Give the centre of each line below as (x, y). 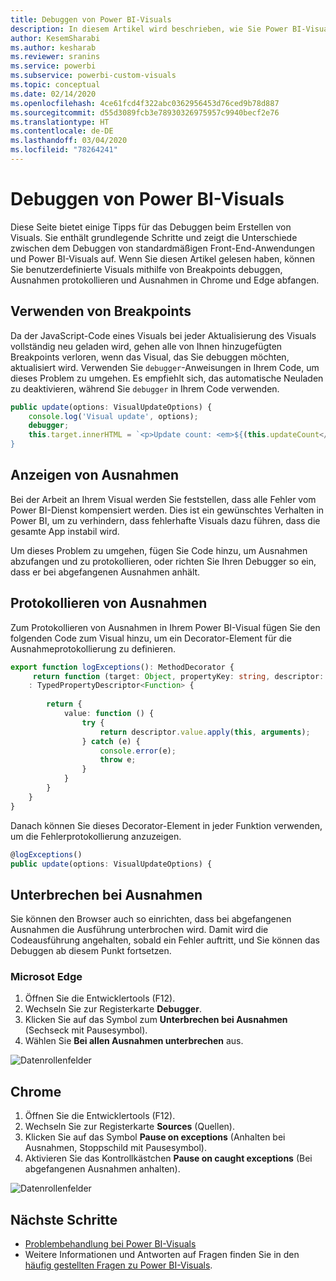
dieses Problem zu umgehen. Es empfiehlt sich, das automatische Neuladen (167, 378)
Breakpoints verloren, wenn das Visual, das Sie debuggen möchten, (150, 357)
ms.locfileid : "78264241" (64, 150)
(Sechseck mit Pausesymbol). (86, 1030)
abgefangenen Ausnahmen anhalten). (102, 1169)
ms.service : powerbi (53, 66)
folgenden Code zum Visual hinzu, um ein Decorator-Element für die (151, 638)
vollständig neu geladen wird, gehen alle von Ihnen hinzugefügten (146, 346)
